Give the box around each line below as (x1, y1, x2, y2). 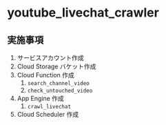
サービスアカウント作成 (17, 54, 84, 61)
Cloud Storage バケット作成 (17, 62, 96, 70)
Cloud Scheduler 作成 (17, 110, 79, 118)
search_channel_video (27, 80, 90, 87)
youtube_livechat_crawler (7, 5, 160, 21)
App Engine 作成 (17, 95, 64, 102)
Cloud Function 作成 (17, 71, 74, 79)
